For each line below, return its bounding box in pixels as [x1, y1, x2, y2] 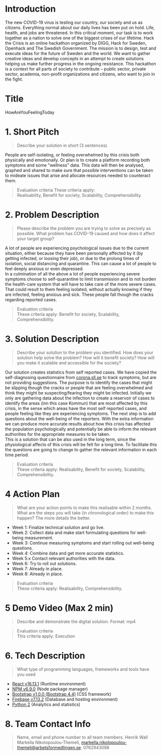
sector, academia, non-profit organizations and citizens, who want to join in [5, 71, 155, 77]
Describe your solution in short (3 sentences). [16, 142, 109, 148]
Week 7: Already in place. [12, 566, 63, 571]
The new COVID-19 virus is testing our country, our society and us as [5, 19, 143, 25]
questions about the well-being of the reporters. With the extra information [5, 415, 154, 421]
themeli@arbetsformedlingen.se [16, 745, 81, 751]
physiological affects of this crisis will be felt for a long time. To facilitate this [5, 441, 157, 447]
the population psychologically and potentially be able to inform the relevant [5, 426, 157, 432]
